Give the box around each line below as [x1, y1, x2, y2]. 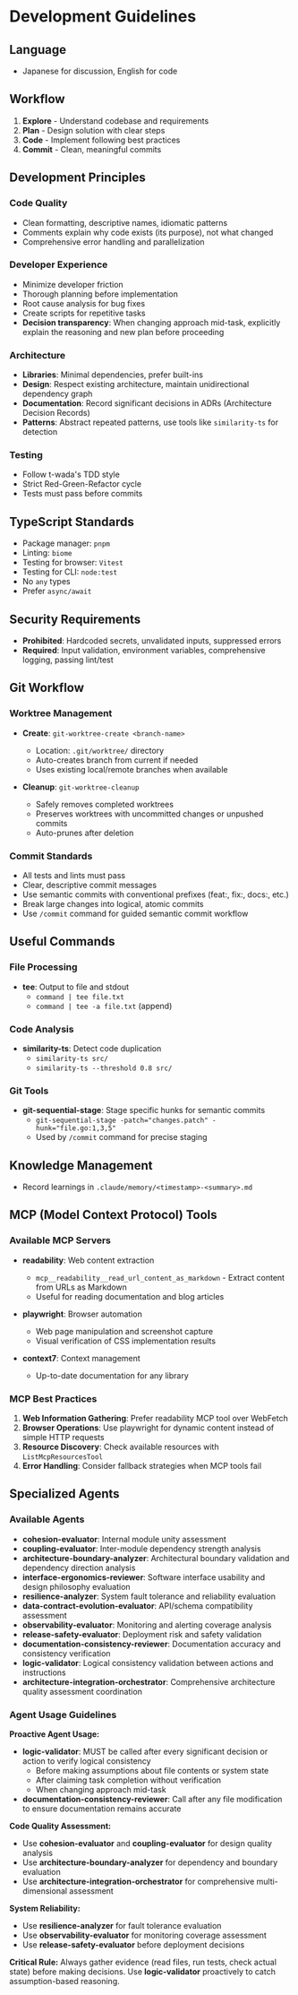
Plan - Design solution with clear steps [21, 125, 166, 135]
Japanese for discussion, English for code [21, 65, 178, 76]
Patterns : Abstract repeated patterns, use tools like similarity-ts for [21, 417, 279, 427]
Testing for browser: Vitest [21, 557, 123, 568]
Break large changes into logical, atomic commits [21, 899, 204, 909]
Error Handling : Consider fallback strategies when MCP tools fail [21, 1461, 262, 1472]
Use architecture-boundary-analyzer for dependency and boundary [21, 1857, 278, 1868]
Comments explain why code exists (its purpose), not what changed [21, 227, 274, 237]
